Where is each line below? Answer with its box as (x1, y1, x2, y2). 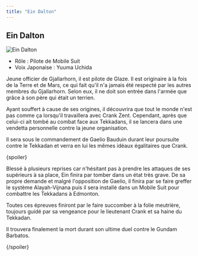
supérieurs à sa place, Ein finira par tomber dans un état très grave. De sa (6, 171, 186, 179)
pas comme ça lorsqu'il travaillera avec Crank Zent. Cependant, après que (6, 112, 187, 119)
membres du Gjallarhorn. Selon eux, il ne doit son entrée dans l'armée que (6, 88, 187, 95)
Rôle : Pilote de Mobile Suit (14, 57, 80, 65)
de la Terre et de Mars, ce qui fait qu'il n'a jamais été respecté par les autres (6, 82, 191, 89)
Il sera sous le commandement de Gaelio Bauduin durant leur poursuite (6, 136, 179, 143)
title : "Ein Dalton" (6, 8, 57, 15)
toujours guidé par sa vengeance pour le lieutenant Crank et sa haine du (6, 208, 182, 215)
